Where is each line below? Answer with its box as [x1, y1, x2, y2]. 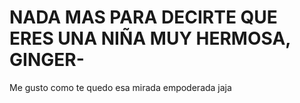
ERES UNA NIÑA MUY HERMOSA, [9, 27, 291, 50]
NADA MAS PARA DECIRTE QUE [9, 6, 278, 29]
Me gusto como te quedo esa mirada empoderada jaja [9, 81, 232, 93]
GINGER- [9, 49, 85, 71]
